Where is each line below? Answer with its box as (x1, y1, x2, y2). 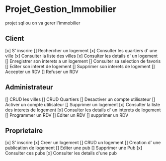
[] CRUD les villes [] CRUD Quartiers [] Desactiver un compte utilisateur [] (5, 96, 156, 102)
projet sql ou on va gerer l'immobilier (5, 20, 81, 26)
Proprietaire (5, 126, 43, 135)
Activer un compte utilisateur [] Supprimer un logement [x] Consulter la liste (5, 101, 161, 107)
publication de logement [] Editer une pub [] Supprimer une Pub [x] (5, 145, 143, 151)
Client (5, 34, 24, 43)
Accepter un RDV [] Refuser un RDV (5, 69, 79, 75)
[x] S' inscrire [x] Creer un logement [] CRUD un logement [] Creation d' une (5, 140, 161, 146)
